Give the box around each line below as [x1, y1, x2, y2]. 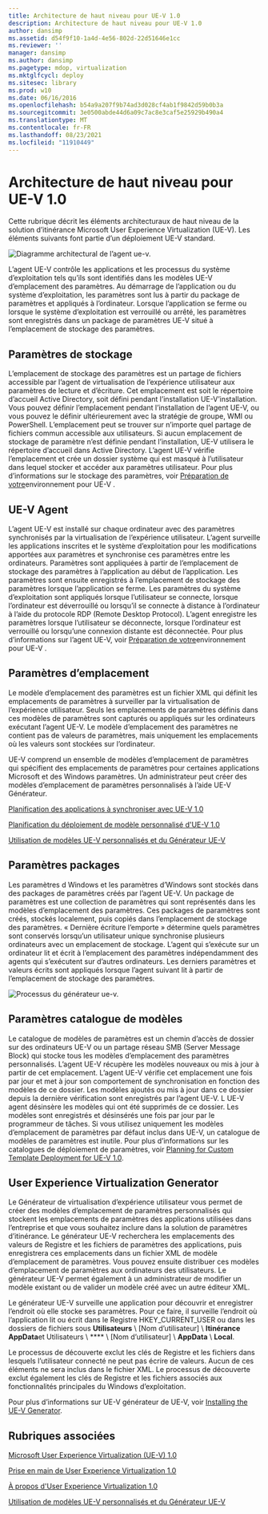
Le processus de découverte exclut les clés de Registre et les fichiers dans [8, 1348, 255, 1358]
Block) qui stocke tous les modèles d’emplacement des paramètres [8, 1050, 230, 1060]
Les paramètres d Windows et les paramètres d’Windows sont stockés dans [8, 880, 258, 889]
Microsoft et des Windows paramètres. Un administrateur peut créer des [8, 771, 248, 781]
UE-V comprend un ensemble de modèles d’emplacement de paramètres [8, 755, 250, 764]
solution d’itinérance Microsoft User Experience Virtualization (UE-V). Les [8, 225, 250, 235]
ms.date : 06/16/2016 [8, 94, 78, 102]
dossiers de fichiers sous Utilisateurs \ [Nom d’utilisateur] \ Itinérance [8, 1324, 241, 1334]
